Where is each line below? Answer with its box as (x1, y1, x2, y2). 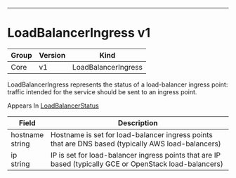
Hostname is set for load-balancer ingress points (50, 129, 213, 139)
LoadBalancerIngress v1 (7, 25, 151, 41)
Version (39, 50, 66, 60)
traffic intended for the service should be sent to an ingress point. (7, 87, 197, 96)
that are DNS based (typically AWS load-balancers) (50, 139, 221, 148)
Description (118, 117, 158, 127)
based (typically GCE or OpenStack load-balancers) (50, 159, 223, 169)
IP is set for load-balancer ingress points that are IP (50, 150, 221, 160)
